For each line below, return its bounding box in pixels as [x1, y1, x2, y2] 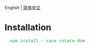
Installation [4, 22, 52, 33]
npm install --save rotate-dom [9, 38, 86, 43]
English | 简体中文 [4, 5, 41, 10]
